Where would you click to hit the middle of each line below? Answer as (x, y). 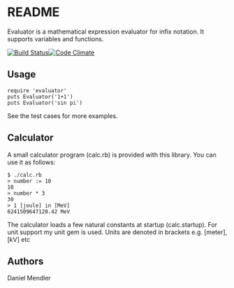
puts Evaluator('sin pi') (45, 103)
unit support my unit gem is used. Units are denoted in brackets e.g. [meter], (117, 232)
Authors (25, 261)
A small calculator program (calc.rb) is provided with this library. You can (112, 154)
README (34, 12)
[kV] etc (19, 239)
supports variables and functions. (56, 38)
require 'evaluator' (37, 91)
